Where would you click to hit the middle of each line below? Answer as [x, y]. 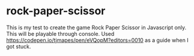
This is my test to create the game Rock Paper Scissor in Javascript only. [96, 27]
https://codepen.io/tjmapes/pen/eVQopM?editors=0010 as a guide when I [97, 40]
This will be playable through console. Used [60, 33]
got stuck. [19, 46]
